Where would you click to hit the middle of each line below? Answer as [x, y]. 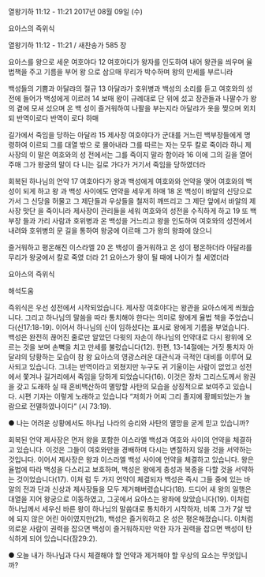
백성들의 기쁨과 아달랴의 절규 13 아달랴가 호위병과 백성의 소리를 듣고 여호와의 [126, 88]
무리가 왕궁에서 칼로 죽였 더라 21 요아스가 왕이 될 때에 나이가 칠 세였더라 [119, 257]
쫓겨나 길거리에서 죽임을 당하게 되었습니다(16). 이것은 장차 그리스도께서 [132, 377]
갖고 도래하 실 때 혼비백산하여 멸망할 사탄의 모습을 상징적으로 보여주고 [123, 386]
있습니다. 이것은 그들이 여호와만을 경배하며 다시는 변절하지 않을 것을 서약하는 [134, 450]
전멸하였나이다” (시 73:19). [70, 406]
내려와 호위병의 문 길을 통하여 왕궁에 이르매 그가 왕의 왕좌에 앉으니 [110, 230]
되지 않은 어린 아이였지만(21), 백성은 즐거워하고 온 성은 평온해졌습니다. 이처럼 [135, 519]
